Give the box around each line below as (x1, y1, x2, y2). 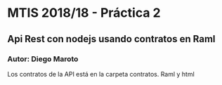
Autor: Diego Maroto (7, 54, 79, 64)
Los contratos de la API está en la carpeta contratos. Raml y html (7, 70, 195, 78)
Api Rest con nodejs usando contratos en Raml (7, 33, 216, 45)
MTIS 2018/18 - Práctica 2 (7, 5, 161, 21)
